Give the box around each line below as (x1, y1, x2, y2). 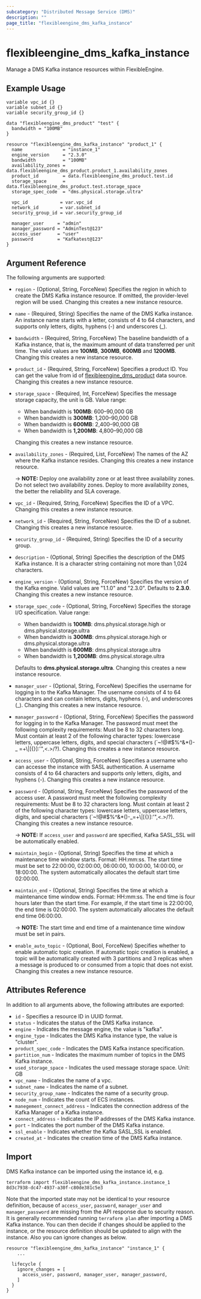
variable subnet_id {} (6, 105, 63, 111)
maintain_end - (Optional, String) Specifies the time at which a (14, 886, 168, 894)
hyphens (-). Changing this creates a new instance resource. (14, 776, 165, 783)
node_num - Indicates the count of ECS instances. (14, 1095, 135, 1103)
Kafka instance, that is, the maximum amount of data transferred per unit (14, 341, 195, 348)
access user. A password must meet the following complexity (14, 794, 167, 801)
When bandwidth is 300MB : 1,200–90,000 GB (23, 414, 138, 422)
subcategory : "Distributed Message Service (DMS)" (6, 8, 136, 15)
